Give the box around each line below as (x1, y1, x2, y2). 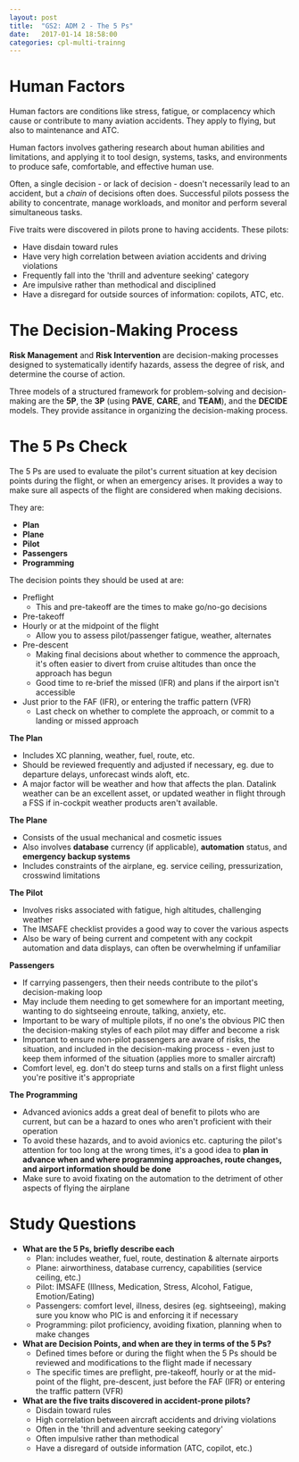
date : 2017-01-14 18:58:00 (9, 29, 118, 38)
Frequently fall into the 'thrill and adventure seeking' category (21, 270, 250, 281)
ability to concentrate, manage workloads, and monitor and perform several (9, 197, 287, 208)
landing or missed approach (35, 715, 139, 726)
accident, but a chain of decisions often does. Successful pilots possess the (9, 188, 290, 199)
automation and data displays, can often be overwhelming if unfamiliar (21, 943, 281, 954)
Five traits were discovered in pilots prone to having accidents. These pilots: (9, 224, 289, 235)
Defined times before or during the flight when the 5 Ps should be (35, 1348, 278, 1358)
